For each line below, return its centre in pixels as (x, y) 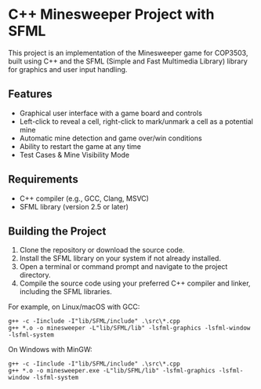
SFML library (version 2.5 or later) (74, 206)
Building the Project (57, 231)
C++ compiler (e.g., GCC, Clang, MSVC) (84, 198)
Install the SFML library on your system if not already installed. (120, 258)
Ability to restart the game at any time (80, 146)
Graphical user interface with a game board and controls (111, 113)
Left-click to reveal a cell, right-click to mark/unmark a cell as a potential (136, 121)
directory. (35, 275)
